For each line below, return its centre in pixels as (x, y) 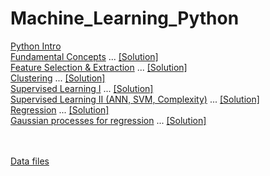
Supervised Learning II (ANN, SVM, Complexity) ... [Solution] (135, 99)
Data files (30, 161)
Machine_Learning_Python (125, 18)
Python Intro (36, 46)
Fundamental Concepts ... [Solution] (84, 56)
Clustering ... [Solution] (58, 78)
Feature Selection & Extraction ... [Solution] (99, 67)
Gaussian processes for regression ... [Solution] (108, 120)
